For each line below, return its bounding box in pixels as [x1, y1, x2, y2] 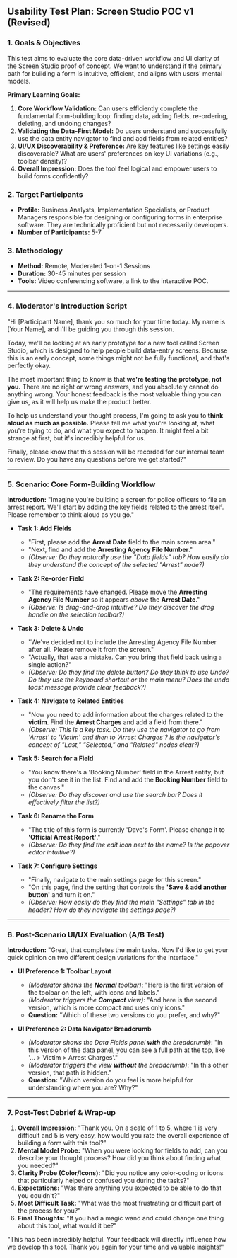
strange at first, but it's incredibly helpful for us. [7, 433, 146, 442]
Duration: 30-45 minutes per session [17, 269, 126, 278]
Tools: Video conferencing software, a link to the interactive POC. [17, 277, 209, 285]
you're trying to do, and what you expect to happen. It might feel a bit [7, 426, 209, 435]
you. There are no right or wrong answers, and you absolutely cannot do [7, 382, 219, 391]
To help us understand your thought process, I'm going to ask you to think [7, 411, 224, 420]
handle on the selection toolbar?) [28, 610, 125, 619]
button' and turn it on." [28, 890, 95, 898]
